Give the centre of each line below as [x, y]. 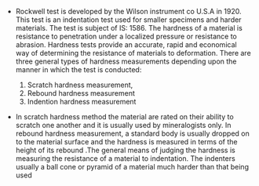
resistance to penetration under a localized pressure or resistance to [126, 36]
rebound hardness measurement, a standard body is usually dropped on [132, 133]
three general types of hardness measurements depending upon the [126, 61]
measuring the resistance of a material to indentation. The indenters [125, 159]
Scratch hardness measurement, [80, 85]
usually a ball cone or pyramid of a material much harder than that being [132, 167]
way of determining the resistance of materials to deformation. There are [133, 53]
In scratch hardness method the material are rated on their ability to [124, 117]
